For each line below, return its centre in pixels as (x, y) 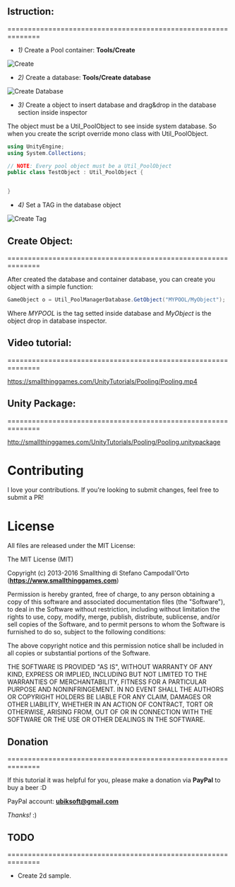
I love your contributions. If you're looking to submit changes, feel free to (113, 490)
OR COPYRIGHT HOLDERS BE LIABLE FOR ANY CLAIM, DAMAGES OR (109, 697)
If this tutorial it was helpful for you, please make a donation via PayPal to (114, 780)
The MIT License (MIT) (41, 559)
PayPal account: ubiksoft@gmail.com (63, 801)
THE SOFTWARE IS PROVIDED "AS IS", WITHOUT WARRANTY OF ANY (110, 667)
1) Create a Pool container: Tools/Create (76, 50)
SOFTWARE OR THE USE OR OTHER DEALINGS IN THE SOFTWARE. (106, 720)
